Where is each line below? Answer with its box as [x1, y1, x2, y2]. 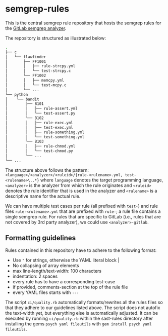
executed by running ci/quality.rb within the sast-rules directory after [5, 315, 153, 321]
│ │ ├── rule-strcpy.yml [5, 64, 76, 69]
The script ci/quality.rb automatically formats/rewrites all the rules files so [5, 299, 163, 305]
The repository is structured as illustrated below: [5, 35, 106, 41]
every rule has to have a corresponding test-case [12, 278, 116, 284]
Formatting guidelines [5, 234, 76, 242]
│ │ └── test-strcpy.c [5, 68, 71, 73]
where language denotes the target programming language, [40, 177, 163, 183]
